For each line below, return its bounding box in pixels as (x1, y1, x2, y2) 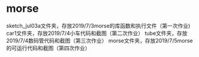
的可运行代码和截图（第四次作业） (6, 44, 91, 52)
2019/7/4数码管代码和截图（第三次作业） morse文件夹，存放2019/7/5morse (6, 37, 193, 44)
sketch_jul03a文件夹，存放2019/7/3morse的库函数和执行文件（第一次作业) (6, 22, 191, 29)
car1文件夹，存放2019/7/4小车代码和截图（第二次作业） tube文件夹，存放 (6, 29, 188, 37)
